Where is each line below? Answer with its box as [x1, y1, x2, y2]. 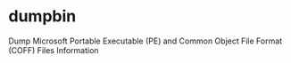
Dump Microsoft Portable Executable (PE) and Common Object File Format [8, 35, 283, 46]
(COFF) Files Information [8, 44, 99, 55]
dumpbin [8, 6, 77, 27]
